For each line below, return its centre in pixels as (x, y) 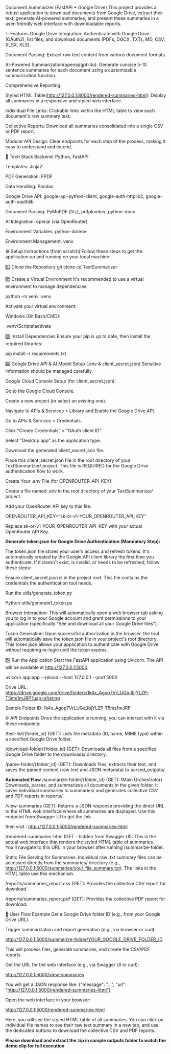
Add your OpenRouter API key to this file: (48, 506)
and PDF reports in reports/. (34, 796)
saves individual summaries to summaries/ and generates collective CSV (82, 790)
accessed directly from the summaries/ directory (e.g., (63, 863)
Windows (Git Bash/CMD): (33, 316)
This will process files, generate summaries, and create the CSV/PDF (78, 949)
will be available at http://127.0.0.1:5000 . (47, 667)
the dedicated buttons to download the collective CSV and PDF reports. (80, 1030)
